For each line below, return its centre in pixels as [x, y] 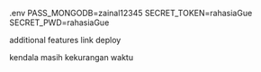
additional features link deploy [65, 40]
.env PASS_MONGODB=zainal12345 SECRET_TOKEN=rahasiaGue [131, 13]
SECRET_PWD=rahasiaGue [59, 22]
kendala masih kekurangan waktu [71, 57]
